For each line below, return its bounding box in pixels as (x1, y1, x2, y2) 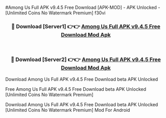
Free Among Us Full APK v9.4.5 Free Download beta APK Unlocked (5, 86, 147, 92)
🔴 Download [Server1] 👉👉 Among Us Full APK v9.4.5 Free (11, 23, 161, 30)
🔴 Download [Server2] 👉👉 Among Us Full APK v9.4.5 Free (11, 56, 161, 63)
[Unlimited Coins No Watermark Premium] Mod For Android (5, 107, 130, 113)
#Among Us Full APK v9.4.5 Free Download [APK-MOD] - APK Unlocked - (5, 5, 160, 10)
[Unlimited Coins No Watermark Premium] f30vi (5, 10, 106, 16)
